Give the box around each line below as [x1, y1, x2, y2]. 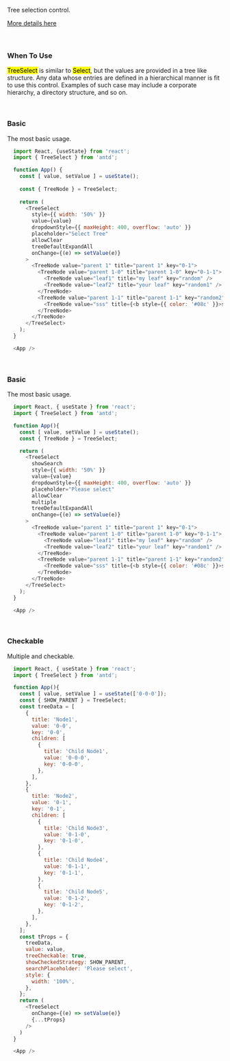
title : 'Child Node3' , [43, 825, 109, 831]
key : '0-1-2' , [43, 902, 84, 908]
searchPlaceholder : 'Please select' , [25, 965, 133, 972]
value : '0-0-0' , [43, 755, 90, 761]
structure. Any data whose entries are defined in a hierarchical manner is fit [7, 74, 220, 82]
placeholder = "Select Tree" [31, 230, 109, 238]
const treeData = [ [19, 704, 75, 711]
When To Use [7, 51, 53, 60]
